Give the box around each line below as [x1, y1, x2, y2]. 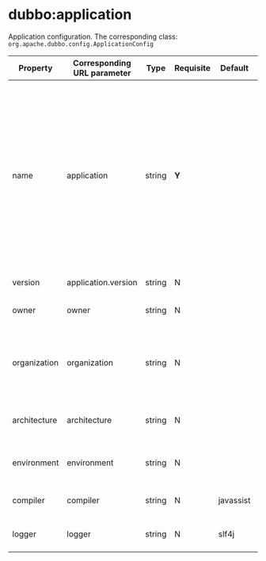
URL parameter [73, 67, 131, 78]
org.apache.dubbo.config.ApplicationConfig [8, 40, 154, 48]
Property [18, 62, 53, 73]
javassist [218, 494, 251, 506]
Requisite [173, 62, 211, 73]
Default [220, 62, 249, 73]
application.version [66, 277, 138, 288]
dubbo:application [8, 6, 132, 24]
